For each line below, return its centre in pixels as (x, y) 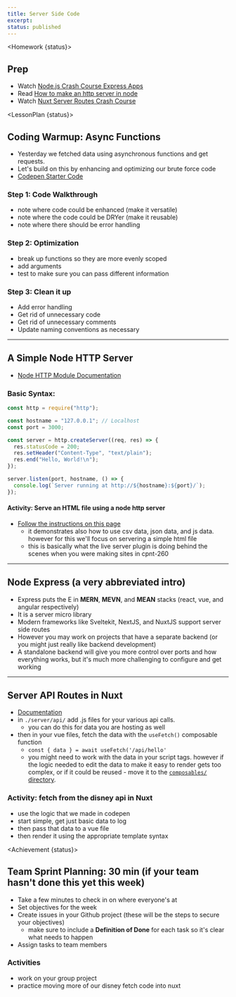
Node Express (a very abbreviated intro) (97, 582)
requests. (31, 161)
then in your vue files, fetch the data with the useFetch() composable (117, 735)
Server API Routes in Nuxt (65, 696)
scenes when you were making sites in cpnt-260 (98, 553)
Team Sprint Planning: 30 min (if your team (103, 872)
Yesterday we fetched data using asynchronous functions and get (113, 154)
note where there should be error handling (79, 225)
